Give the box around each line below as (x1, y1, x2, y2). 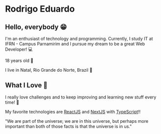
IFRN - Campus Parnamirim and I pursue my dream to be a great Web (5, 41, 145, 47)
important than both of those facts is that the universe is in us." (5, 123, 132, 129)
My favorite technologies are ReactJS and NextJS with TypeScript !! (5, 109, 141, 115)
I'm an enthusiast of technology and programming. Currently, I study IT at (5, 36, 153, 41)
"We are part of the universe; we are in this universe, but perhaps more (5, 118, 148, 124)
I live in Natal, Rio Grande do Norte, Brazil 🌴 (5, 67, 93, 73)
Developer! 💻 (5, 46, 33, 52)
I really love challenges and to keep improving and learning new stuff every (5, 94, 157, 100)
